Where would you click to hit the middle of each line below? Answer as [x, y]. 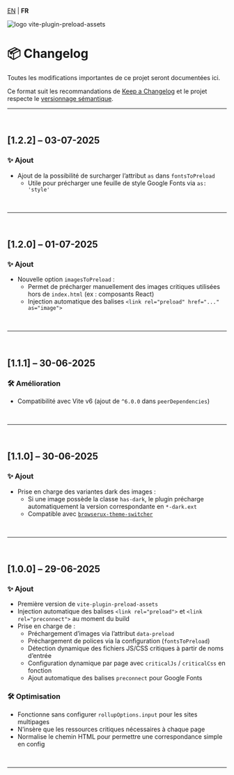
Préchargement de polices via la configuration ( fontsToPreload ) [119, 641]
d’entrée [40, 656]
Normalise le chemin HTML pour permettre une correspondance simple [120, 736]
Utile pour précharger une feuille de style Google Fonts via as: [117, 183]
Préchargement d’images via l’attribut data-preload [101, 634]
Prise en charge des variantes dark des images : [87, 492]
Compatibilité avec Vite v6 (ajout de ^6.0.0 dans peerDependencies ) [114, 401]
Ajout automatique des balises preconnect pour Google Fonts [115, 678]
